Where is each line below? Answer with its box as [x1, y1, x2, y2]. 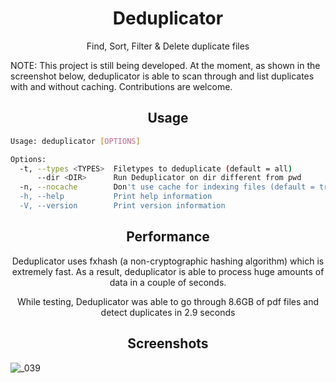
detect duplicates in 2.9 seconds [100, 306, 236, 318]
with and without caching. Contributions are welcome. [10, 80, 233, 92]
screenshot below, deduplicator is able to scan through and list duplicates [10, 70, 315, 82]
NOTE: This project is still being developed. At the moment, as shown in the [10, 59, 321, 71]
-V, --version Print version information [19, 201, 226, 211]
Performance [126, 228, 210, 246]
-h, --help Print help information [19, 192, 213, 202]
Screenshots [127, 335, 209, 352]
